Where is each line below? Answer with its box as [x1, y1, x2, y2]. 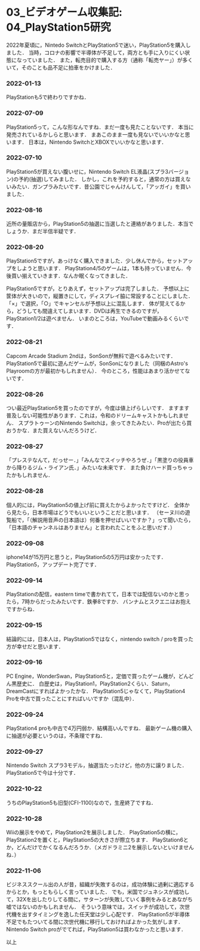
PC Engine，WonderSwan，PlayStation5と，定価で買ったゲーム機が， [6, 672, 179, 680]
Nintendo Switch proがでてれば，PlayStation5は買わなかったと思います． [6, 926, 187, 933]
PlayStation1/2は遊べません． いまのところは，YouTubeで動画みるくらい [6, 315, 184, 322]
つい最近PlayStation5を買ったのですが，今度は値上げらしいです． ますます [6, 404, 190, 412]
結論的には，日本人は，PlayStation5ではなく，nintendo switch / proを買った [6, 635, 194, 642]
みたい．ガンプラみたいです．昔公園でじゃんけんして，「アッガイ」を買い [11, 183, 191, 190]
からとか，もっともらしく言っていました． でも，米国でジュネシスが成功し [6, 888, 190, 896]
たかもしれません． [6, 472, 54, 479]
